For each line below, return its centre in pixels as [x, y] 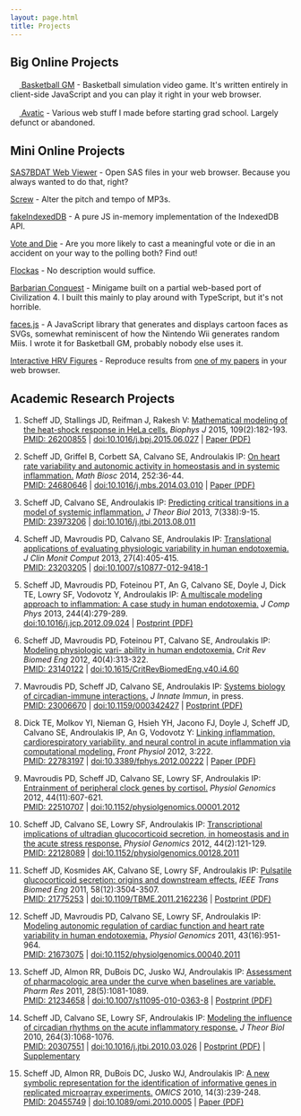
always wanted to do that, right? [69, 182]
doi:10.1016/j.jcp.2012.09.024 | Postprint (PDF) [108, 623]
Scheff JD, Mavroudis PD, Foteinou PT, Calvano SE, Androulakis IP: [147, 640]
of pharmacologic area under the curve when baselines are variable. [149, 981]
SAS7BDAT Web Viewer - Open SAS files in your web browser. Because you [150, 172]
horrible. [26, 307]
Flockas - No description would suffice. [83, 271]
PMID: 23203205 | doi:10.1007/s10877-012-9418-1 [116, 567]
